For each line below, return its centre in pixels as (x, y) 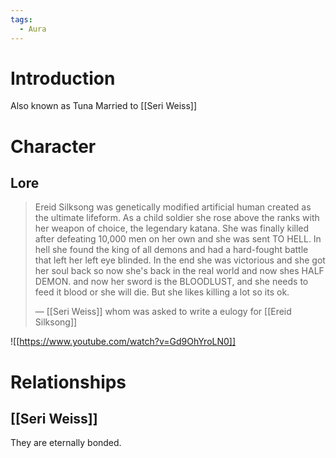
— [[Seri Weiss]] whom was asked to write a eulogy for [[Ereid (163, 312)
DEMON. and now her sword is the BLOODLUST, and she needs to (171, 282)
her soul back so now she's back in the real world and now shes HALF (179, 271)
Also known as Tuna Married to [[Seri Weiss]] (104, 106)
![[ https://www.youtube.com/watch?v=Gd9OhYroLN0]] (123, 342)
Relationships (68, 382)
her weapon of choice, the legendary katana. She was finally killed (172, 228)
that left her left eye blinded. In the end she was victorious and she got (180, 260)
